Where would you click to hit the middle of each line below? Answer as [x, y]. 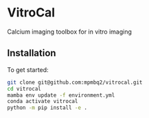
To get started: [28, 69]
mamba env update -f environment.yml [61, 95]
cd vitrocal [24, 88]
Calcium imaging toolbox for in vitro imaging [70, 32]
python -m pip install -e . [47, 108]
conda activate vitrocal [43, 102]
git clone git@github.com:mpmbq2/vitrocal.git [75, 82]
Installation [32, 53]
